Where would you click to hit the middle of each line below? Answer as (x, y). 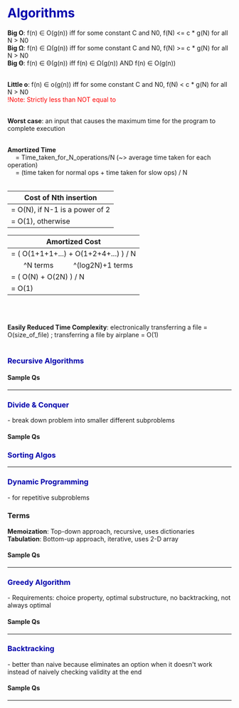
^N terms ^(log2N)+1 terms (79, 265)
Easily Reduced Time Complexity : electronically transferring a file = (107, 327)
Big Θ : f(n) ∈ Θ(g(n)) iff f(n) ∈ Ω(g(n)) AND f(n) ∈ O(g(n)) (92, 63)
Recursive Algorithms (46, 361)
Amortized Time (32, 149)
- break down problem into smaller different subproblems (91, 421)
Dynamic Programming (48, 482)
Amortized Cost (73, 241)
